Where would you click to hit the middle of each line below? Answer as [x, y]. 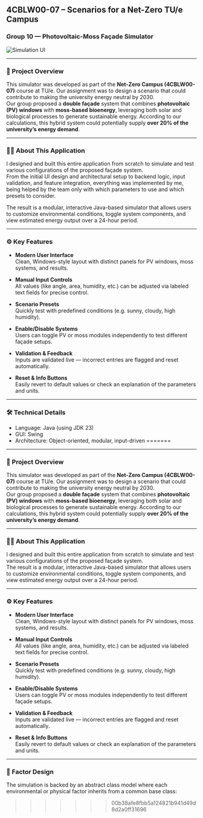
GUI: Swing [29, 434]
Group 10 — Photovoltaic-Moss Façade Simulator [80, 37]
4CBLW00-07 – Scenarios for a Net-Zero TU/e [95, 10]
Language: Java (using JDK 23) [54, 427]
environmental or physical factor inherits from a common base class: [92, 791]
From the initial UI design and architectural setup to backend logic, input [96, 177]
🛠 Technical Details [36, 412]
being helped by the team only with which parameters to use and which [95, 189]
